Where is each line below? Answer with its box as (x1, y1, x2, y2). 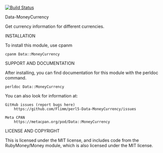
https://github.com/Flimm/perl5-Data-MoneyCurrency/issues (14, 107, 137, 112)
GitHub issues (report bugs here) (5, 102, 76, 107)
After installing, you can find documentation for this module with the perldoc (5, 70, 159, 76)
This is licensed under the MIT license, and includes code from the (5, 137, 139, 143)
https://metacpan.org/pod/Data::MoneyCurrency (14, 119, 110, 124)
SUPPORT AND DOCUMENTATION (5, 60, 75, 66)
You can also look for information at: (5, 93, 78, 98)
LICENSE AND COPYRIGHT (5, 128, 60, 134)
